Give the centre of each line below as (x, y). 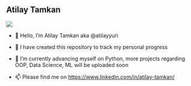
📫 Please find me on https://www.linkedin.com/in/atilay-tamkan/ (95, 76)
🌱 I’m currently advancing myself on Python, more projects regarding (100, 59)
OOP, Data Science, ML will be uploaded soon (72, 64)
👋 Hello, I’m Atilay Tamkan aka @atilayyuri (66, 35)
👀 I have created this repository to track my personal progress (91, 47)
